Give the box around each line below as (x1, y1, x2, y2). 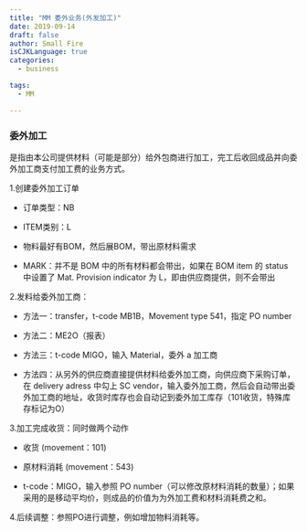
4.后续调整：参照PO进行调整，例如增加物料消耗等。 (9, 511, 205, 522)
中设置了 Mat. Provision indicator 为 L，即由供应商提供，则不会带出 (22, 271, 276, 282)
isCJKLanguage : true (9, 48, 89, 57)
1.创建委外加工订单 (9, 182, 79, 193)
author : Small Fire (9, 38, 84, 48)
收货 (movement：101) (22, 441, 107, 452)
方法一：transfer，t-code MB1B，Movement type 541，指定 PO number (22, 310, 292, 321)
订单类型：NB (22, 202, 75, 213)
